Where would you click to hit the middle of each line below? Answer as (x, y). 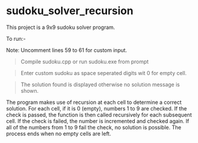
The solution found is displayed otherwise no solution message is (100, 84)
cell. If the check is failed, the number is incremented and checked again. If (98, 121)
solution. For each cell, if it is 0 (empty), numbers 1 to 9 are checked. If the (97, 108)
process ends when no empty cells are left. (59, 134)
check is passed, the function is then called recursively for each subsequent (99, 115)
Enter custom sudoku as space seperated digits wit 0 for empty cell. (104, 73)
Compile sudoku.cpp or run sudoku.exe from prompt (85, 61)
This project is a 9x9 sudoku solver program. (61, 27)
